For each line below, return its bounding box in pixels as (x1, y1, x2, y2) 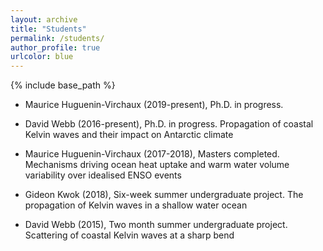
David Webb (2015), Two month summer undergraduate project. (24, 219, 288, 231)
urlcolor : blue (10, 52, 74, 62)
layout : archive (10, 14, 78, 25)
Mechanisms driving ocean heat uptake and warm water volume (24, 159, 290, 171)
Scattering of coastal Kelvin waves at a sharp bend (24, 229, 235, 241)
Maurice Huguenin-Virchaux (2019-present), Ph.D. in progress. (24, 99, 284, 111)
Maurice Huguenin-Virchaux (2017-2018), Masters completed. (24, 148, 280, 160)
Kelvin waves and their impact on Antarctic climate (24, 129, 234, 141)
